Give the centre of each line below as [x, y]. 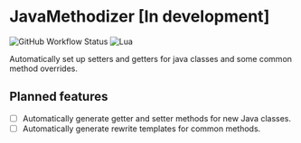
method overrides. [44, 68]
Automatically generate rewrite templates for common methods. [141, 129]
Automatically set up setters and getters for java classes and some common [150, 58]
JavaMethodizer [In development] [140, 17]
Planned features [59, 97]
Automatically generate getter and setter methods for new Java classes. [157, 118]
